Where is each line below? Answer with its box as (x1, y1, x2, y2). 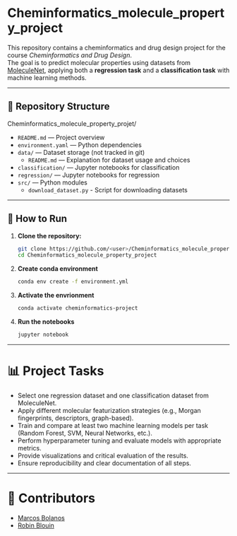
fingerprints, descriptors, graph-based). (17, 414, 134, 422)
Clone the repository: (17, 231, 82, 240)
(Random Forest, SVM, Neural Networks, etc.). (17, 429, 153, 437)
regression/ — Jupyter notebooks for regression (17, 170, 160, 179)
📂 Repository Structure (7, 100, 110, 112)
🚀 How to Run (7, 213, 68, 225)
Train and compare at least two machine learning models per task (17, 421, 209, 429)
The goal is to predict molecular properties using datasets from (7, 58, 191, 66)
